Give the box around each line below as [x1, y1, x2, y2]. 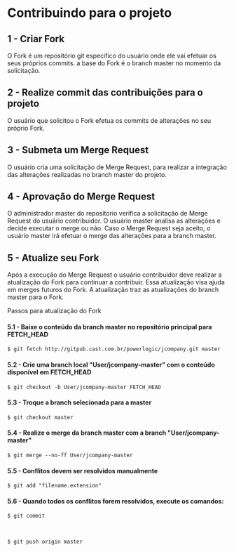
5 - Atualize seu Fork [7, 251, 99, 264]
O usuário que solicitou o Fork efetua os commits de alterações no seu [7, 116, 212, 124]
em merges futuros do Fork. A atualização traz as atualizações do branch [7, 286, 219, 294]
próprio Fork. [7, 124, 46, 132]
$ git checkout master [7, 414, 74, 421]
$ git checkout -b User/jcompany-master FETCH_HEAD [7, 383, 161, 390]
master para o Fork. [7, 293, 64, 301]
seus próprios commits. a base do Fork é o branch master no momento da [7, 59, 221, 67]
